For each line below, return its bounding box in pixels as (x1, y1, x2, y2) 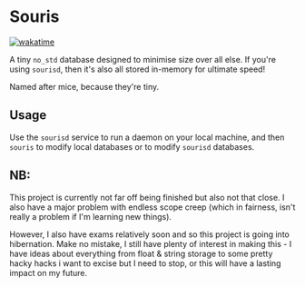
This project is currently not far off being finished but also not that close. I (9, 192, 285, 203)
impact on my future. (9, 267, 88, 278)
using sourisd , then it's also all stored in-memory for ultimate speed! (9, 64, 266, 74)
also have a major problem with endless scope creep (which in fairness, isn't (9, 202, 296, 213)
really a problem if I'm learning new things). (9, 211, 172, 222)
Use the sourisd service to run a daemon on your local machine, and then (9, 132, 285, 143)
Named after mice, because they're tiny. (9, 81, 160, 92)
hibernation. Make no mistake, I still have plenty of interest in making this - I (9, 238, 292, 249)
